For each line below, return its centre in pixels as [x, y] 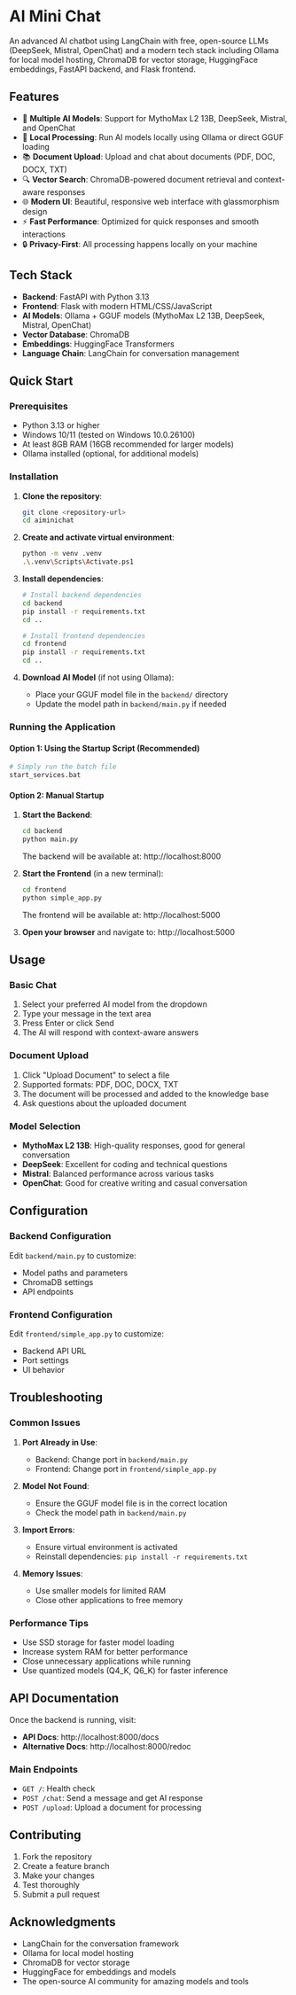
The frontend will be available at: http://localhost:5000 [121, 915]
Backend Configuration [60, 1236]
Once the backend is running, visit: [73, 1719]
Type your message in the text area [87, 1014]
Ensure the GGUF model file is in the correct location [131, 1503]
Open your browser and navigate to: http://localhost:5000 [128, 931]
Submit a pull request [61, 1894]
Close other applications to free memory [109, 1600]
